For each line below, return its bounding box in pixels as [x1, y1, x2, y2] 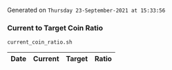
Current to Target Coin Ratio [7, 23, 104, 33]
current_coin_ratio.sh [7, 39, 73, 46]
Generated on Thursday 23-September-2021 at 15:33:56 [7, 6, 166, 14]
